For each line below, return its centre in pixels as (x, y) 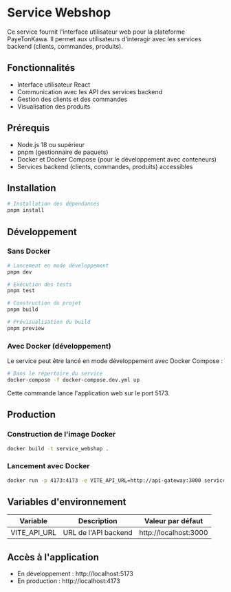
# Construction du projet (44, 303)
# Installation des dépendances (53, 204)
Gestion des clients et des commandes (72, 99)
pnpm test (21, 291)
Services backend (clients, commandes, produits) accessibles (105, 166)
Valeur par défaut (174, 521)
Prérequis (29, 128)
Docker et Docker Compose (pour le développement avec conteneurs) (117, 159)
